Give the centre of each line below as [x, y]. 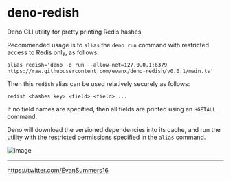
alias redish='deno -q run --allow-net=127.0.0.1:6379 [87, 65]
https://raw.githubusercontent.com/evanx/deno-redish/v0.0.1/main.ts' [110, 71]
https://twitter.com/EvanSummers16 [58, 170]
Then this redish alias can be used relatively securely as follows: [99, 83]
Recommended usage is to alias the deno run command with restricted [108, 45]
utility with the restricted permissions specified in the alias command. [107, 137]
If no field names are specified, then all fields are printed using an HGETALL [112, 109]
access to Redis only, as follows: [53, 52]
